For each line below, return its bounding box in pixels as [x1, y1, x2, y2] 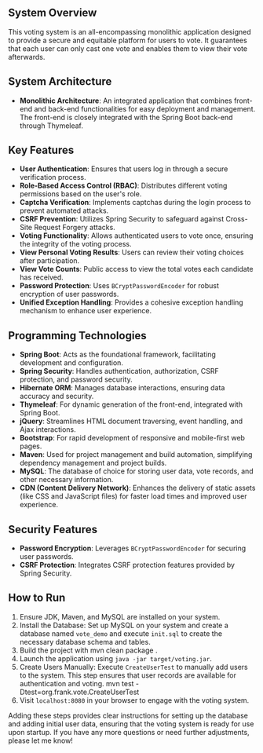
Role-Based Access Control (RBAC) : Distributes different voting [19, 181, 228, 191]
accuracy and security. [19, 392, 94, 401]
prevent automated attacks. [19, 206, 109, 215]
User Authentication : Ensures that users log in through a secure [19, 164, 228, 174]
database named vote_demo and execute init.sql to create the [19, 628, 222, 638]
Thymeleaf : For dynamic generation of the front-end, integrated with [19, 400, 243, 409]
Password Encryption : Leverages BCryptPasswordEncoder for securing [19, 543, 247, 553]
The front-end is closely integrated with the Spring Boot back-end [19, 112, 233, 122]
